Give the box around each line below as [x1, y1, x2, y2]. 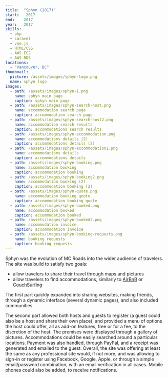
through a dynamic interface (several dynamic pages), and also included [5, 297, 158, 303]
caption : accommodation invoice [14, 227, 83, 232]
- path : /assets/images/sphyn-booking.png [10, 160, 102, 165]
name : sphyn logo [10, 79, 47, 84]
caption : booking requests [14, 241, 72, 246]
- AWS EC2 [10, 50, 31, 55]
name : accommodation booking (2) [14, 179, 86, 185]
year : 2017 [5, 22, 33, 27]
